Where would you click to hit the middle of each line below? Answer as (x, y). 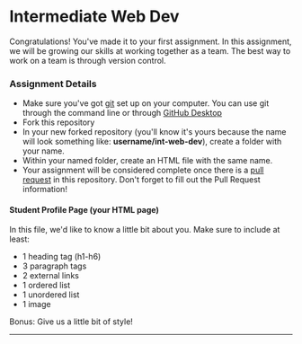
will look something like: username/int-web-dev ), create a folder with (152, 142)
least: (19, 239)
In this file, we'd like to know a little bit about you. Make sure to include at (145, 230)
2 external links (50, 276)
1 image (36, 304)
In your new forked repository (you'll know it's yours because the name (154, 132)
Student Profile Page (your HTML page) (84, 209)
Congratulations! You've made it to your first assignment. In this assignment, (151, 41)
